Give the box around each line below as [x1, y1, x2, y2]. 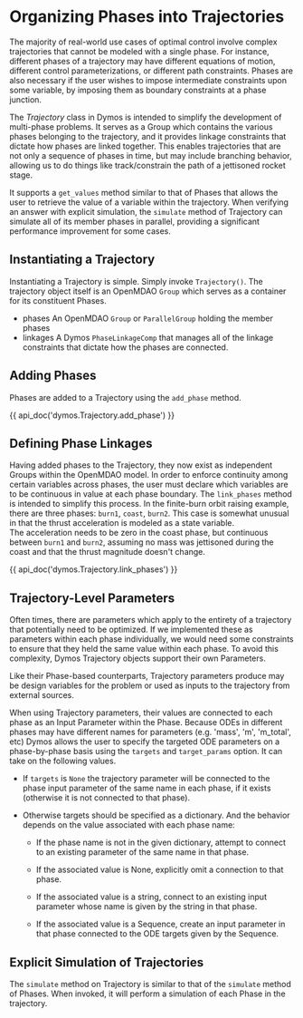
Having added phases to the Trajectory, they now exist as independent [9, 460, 273, 470]
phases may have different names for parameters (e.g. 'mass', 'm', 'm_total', [9, 727, 292, 738]
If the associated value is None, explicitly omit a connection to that [35, 864, 284, 876]
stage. [9, 170, 33, 180]
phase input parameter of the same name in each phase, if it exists [22, 782, 271, 794]
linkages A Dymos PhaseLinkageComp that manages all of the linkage [22, 332, 274, 343]
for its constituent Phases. [9, 295, 107, 305]
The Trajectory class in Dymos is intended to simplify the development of [9, 111, 282, 122]
